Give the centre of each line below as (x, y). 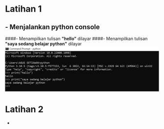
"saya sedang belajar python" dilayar (43, 44)
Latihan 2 (24, 109)
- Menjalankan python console (52, 27)
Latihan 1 (23, 9)
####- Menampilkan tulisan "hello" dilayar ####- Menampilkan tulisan (76, 38)
